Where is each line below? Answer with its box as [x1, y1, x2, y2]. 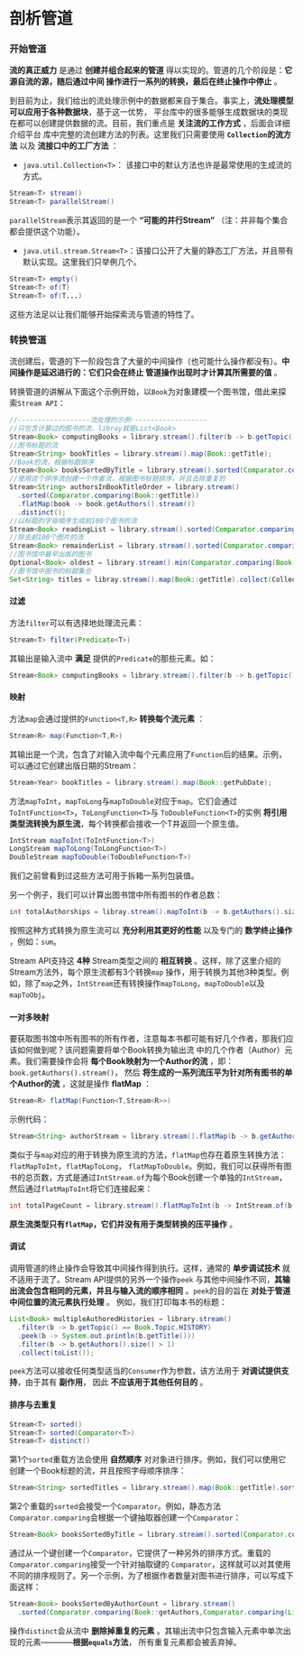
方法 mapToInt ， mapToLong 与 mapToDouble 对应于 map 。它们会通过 [9, 795, 237, 806]
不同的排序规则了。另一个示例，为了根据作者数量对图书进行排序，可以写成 [9, 1570, 286, 1581]
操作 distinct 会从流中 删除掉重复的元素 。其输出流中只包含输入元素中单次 [9, 1625, 284, 1636]
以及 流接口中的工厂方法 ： [19, 141, 119, 152]
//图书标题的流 [9, 440, 59, 449]
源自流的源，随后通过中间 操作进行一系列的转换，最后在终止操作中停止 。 [9, 76, 282, 87]
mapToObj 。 [9, 989, 50, 1000]
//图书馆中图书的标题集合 [9, 566, 92, 576]
